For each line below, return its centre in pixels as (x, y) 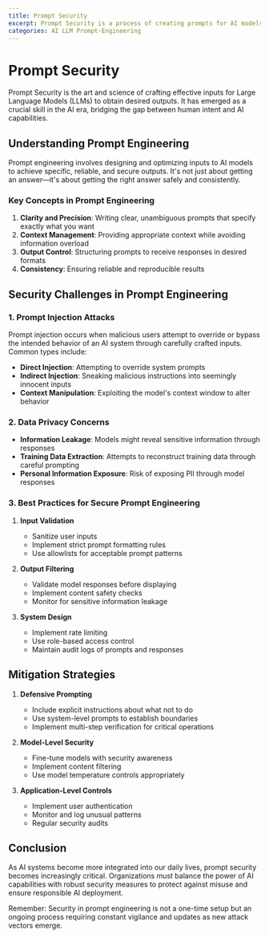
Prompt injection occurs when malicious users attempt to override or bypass (134, 335)
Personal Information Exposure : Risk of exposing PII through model (132, 473)
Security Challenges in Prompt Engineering (118, 294)
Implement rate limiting (70, 632)
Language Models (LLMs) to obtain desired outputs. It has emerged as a (127, 101)
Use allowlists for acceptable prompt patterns (107, 553)
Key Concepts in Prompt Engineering (81, 201)
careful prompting (50, 465)
